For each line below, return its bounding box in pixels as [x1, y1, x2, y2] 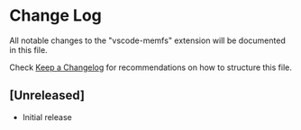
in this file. [9, 44, 48, 55]
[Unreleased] [9, 88, 86, 103]
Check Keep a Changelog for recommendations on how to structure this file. [9, 62, 293, 73]
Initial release [22, 111, 72, 122]
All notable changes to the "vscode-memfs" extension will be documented [9, 35, 286, 46]
